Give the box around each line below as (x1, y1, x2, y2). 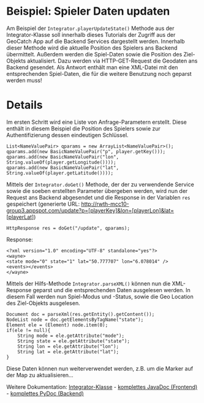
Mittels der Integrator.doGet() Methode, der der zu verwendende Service (6, 181, 194, 188)
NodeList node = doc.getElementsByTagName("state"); (6, 317, 144, 323)
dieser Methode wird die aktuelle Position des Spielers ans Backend (6, 44, 178, 51)
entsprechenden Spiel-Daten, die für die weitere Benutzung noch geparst (6, 70, 192, 77)
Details (6, 98, 43, 112)
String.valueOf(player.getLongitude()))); (6, 159, 116, 165)
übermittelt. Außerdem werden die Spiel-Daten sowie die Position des (6, 50, 183, 58)
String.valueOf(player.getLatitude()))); (6, 170, 114, 176)
